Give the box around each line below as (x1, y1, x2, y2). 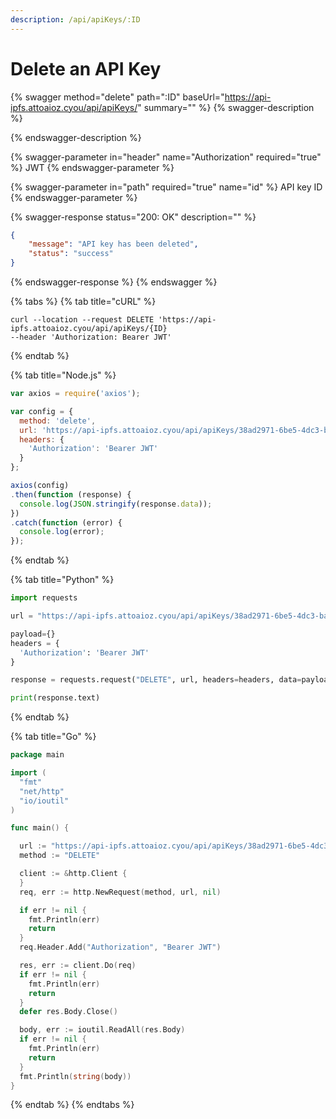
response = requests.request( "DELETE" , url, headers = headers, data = (10, 675, 302, 685)
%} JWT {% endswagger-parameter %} (10, 161, 175, 173)
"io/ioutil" (19, 796, 70, 806)
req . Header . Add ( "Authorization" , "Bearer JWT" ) (19, 942, 222, 953)
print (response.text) (10, 693, 101, 703)
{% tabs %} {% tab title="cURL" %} (10, 296, 157, 308)
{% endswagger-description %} (10, 131, 142, 143)
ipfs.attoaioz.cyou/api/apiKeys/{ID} (10, 324, 168, 334)
